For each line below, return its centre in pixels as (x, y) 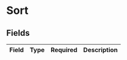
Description (101, 50)
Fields (18, 33)
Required (64, 50)
